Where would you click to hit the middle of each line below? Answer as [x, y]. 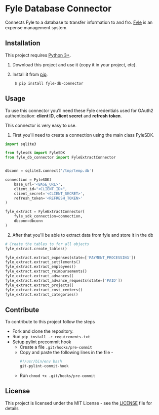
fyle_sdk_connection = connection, [48, 216]
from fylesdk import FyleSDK [35, 153]
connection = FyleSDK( [28, 180]
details [12, 408]
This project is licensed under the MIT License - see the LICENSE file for [79, 403]
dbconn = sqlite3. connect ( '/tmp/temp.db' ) [49, 171]
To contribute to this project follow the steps [50, 322]
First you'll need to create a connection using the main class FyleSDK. [83, 135]
